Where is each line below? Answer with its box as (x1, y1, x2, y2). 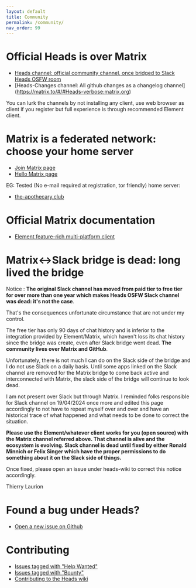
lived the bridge (6, 266, 84, 279)
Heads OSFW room (14, 76, 61, 83)
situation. (6, 418, 29, 425)
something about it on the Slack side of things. (6, 454, 122, 461)
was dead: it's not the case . (6, 298, 75, 305)
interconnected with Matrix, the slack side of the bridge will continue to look (6, 375, 189, 382)
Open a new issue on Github (14, 522, 83, 530)
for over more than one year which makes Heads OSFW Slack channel (6, 292, 180, 299)
